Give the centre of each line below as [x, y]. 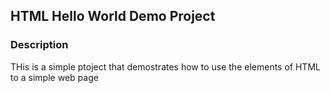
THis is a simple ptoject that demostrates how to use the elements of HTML [165, 66]
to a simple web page [54, 77]
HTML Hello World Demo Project [113, 16]
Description [39, 45]
